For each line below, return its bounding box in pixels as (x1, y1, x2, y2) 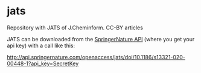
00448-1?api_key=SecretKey (7, 60, 79, 67)
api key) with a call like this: (7, 42, 75, 49)
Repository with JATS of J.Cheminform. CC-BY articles (7, 24, 144, 31)
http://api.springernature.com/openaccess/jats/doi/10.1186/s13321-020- (7, 53, 186, 60)
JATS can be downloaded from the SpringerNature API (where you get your (7, 35, 195, 42)
